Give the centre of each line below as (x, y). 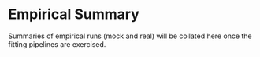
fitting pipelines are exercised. (57, 44)
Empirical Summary (74, 14)
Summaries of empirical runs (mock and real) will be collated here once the (130, 36)
